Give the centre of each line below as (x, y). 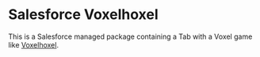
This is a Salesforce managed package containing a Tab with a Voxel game (130, 36)
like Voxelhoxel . (34, 44)
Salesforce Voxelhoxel (83, 15)
